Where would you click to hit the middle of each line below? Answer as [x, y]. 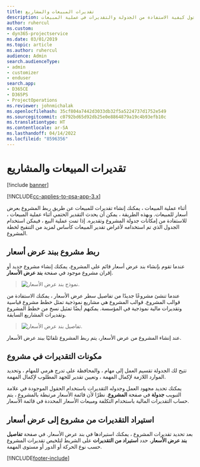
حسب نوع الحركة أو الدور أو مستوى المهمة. [55, 447]
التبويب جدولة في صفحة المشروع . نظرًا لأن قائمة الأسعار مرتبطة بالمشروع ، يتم [94, 395]
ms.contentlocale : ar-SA [37, 128]
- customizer [23, 73]
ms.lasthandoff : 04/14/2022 [42, 134]
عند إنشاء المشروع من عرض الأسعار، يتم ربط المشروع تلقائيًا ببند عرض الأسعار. [94, 337]
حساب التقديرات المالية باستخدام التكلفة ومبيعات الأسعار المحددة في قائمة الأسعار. [98, 401]
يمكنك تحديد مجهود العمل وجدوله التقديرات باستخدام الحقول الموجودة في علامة [94, 388]
